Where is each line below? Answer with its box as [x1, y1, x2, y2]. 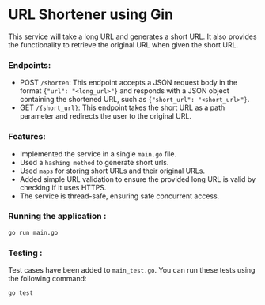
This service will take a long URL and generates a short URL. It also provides [8, 32, 257, 41]
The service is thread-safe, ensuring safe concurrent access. [19, 191, 220, 201]
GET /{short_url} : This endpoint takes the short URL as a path [19, 103, 225, 112]
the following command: [8, 274, 87, 283]
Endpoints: [8, 59, 51, 70]
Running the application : [8, 211, 107, 222]
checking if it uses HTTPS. [19, 183, 107, 192]
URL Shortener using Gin [8, 6, 174, 24]
